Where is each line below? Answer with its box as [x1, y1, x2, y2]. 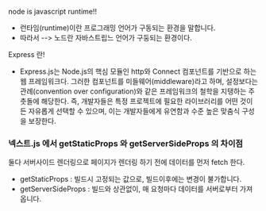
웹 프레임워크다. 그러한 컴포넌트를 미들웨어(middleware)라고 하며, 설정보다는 [19, 77, 258, 86]
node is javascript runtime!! [8, 7, 98, 16]
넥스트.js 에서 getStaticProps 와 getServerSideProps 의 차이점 [8, 138, 244, 149]
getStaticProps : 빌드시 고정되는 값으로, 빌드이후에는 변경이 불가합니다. [19, 175, 242, 184]
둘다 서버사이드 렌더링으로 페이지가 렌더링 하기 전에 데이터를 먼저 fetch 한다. [8, 158, 245, 167]
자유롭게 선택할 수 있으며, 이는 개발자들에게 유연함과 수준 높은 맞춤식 [28, 106, 241, 116]
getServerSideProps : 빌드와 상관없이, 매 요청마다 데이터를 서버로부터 [19, 184, 238, 194]
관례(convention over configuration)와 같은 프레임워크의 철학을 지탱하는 [19, 86, 247, 96]
